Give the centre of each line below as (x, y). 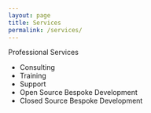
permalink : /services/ (45, 30)
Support (33, 84)
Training (33, 76)
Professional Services (43, 53)
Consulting (37, 67)
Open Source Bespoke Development (78, 93)
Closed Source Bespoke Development (81, 101)
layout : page (29, 15)
